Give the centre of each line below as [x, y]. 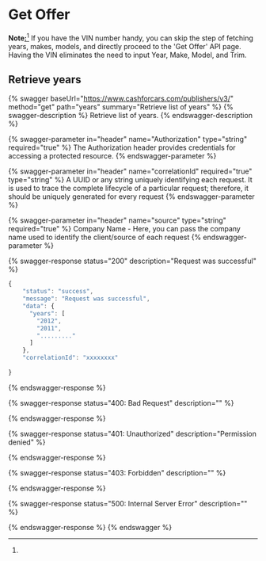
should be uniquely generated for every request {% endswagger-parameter [131, 197]
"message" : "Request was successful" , [86, 299]
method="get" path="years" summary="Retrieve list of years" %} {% [121, 107]
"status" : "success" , [58, 292]
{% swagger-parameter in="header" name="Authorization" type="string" [128, 139]
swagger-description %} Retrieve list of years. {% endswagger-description [131, 116]
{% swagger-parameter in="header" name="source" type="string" [118, 220]
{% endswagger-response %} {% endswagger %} [90, 527]
